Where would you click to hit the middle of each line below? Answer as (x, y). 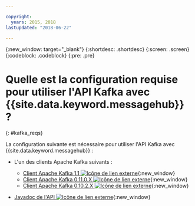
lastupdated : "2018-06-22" (39, 28)
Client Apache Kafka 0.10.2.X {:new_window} (106, 186)
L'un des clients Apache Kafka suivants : (63, 162)
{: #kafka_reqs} (24, 133)
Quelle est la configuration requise (92, 79)
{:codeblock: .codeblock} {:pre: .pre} (50, 56)
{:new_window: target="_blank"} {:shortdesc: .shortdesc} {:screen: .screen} (97, 49)
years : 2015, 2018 (34, 22)
